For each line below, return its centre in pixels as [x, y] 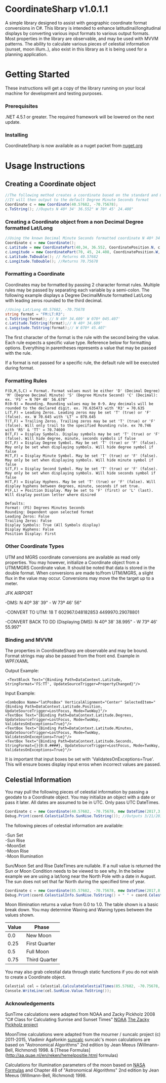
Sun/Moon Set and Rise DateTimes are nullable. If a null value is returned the [83, 866]
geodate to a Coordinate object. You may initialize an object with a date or [80, 797]
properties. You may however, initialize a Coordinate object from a [72, 562]
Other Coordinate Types [35, 546]
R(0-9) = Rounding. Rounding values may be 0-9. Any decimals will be [79, 404]
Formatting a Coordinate [35, 274]
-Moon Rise [17, 851]
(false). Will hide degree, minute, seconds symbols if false [70, 439]
